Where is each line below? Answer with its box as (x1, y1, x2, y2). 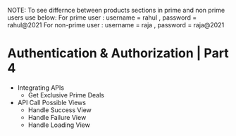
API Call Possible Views (17, 98, 87, 107)
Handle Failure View (27, 113, 87, 121)
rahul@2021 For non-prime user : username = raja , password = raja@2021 (7, 21, 225, 29)
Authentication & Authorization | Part (7, 46, 229, 62)
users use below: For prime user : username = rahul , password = (7, 13, 197, 22)
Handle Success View (27, 105, 92, 114)
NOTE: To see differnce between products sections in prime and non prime (7, 6, 225, 14)
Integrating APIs (17, 83, 65, 92)
